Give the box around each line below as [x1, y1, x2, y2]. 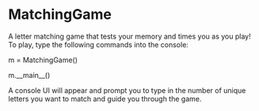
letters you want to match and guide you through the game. [8, 94, 202, 103]
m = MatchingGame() [8, 55, 78, 65]
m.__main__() [8, 70, 51, 80]
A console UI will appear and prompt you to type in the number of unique [8, 85, 246, 95]
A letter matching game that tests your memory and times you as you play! [8, 31, 251, 41]
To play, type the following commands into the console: [8, 39, 189, 49]
